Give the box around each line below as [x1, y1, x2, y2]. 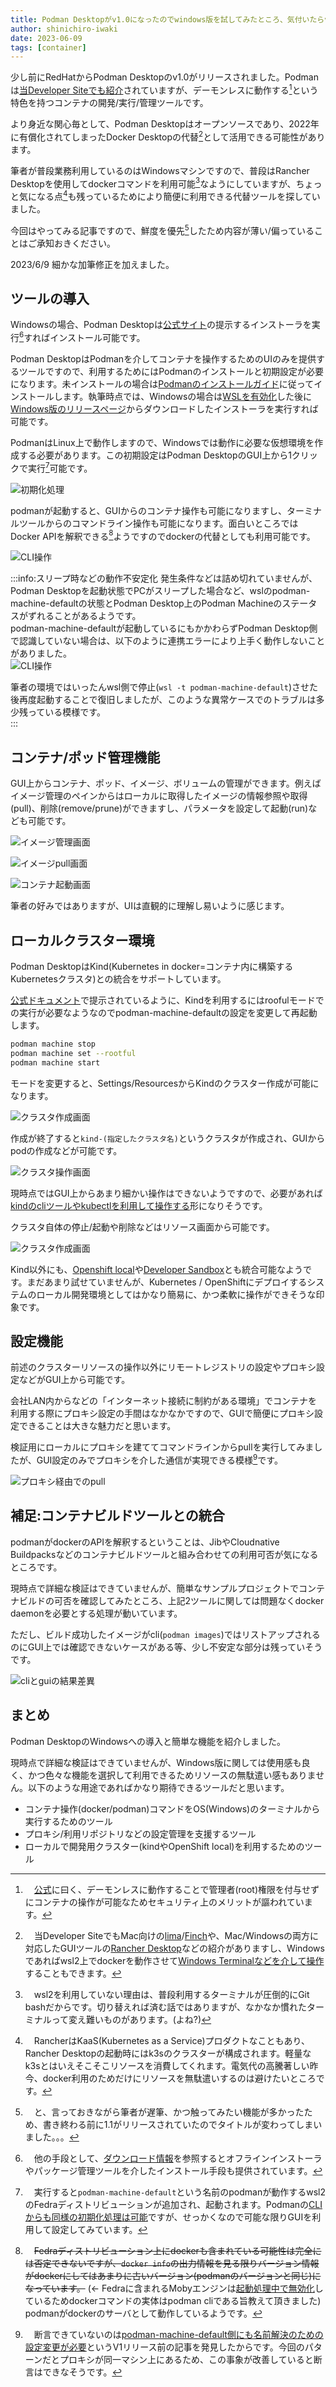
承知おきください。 [36, 237, 116, 249]
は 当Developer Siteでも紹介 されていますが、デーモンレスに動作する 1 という [10, 82, 319, 96]
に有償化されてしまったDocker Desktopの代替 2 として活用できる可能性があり [10, 129, 326, 143]
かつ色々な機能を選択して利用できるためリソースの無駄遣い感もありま [27, 1769, 317, 1781]
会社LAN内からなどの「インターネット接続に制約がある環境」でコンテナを [10, 1395, 318, 1407]
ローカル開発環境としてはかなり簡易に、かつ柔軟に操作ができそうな [36, 1288, 317, 1300]
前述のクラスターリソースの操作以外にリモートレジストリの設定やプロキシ [10, 1361, 317, 1373]
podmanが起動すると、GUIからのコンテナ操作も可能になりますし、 [10, 504, 287, 516]
